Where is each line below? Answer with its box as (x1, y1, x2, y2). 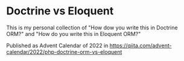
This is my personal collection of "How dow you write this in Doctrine (6, 24, 178, 31)
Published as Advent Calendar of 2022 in (6, 42, 109, 49)
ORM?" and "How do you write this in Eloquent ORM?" (6, 30, 141, 37)
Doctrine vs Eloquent (6, 4, 114, 18)
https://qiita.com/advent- (109, 42, 172, 49)
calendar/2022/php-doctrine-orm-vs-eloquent (6, 48, 122, 55)
